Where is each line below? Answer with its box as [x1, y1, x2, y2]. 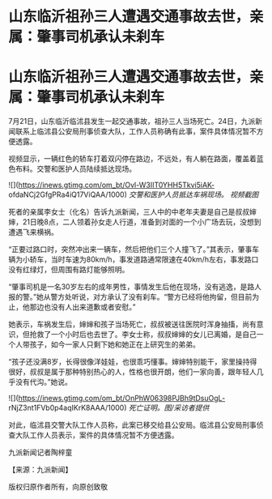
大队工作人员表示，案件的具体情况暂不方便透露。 [15, 430, 179, 440]
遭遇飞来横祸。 [8, 228, 58, 237]
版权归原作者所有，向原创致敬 [8, 482, 108, 492]
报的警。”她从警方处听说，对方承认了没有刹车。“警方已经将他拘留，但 [8, 292, 239, 302]
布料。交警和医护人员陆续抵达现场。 [15, 164, 136, 174]
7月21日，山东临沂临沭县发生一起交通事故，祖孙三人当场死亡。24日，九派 [8, 117, 256, 126]
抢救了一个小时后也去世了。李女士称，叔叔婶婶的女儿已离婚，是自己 [29, 330, 257, 339]
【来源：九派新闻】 [8, 465, 73, 475]
